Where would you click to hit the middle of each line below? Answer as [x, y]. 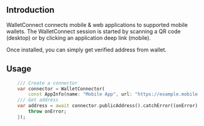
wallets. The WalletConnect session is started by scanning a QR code [94, 31]
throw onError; [48, 111]
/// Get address [38, 100]
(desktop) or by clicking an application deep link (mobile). [79, 38]
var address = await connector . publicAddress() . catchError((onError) [108, 106]
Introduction [31, 10]
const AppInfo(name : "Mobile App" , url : [80, 94]
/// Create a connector [48, 83]
